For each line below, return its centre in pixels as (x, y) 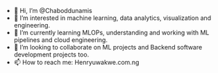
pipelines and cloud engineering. (60, 40)
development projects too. (51, 54)
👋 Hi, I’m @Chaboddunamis (53, 11)
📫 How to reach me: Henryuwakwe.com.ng (76, 62)
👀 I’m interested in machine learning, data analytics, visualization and (112, 18)
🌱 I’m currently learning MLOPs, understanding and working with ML (111, 32)
